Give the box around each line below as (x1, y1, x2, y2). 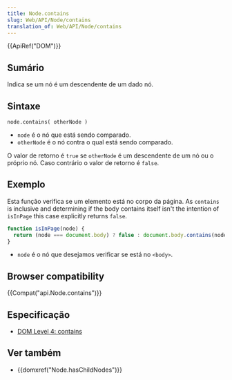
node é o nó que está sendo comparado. (17, 131, 131, 139)
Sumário (7, 61, 45, 73)
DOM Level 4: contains (17, 327, 83, 336)
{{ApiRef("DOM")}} (7, 42, 61, 50)
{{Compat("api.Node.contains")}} (7, 289, 102, 297)
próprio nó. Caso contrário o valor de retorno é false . (7, 159, 159, 167)
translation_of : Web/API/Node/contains (7, 23, 122, 30)
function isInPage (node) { (7, 225, 85, 232)
